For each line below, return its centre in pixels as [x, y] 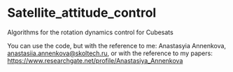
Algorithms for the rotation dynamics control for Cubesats [90, 32]
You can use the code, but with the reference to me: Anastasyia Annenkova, [116, 45]
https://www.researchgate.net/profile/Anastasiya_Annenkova [95, 60]
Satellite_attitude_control [82, 13]
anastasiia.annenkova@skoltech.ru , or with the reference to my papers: [110, 53]
